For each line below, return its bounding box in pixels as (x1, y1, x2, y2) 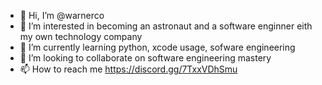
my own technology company (19, 31, 143, 42)
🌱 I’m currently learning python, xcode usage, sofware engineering (19, 41, 296, 53)
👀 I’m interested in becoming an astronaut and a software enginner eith (19, 20, 313, 32)
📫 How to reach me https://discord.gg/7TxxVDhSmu (19, 63, 238, 75)
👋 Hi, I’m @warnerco (19, 10, 105, 21)
